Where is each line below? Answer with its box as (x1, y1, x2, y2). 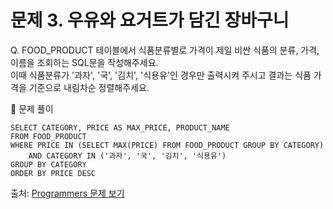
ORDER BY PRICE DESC (10, 168, 97, 178)
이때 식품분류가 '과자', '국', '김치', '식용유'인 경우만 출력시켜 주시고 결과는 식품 (10, 69, 312, 81)
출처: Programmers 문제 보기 (10, 187, 125, 199)
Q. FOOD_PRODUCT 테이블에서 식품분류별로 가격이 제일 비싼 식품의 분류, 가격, (10, 44, 320, 56)
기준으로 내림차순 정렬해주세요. (28, 81, 150, 93)
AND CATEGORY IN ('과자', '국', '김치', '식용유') (28, 151, 227, 161)
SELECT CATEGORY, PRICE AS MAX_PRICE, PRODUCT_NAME (10, 122, 230, 133)
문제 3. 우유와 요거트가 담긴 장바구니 (10, 9, 290, 32)
